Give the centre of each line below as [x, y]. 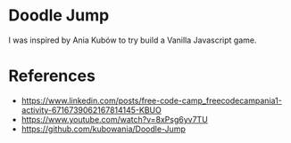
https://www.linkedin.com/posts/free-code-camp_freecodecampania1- [151, 100]
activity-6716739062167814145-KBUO [91, 110]
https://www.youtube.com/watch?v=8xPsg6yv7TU [115, 119]
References [52, 76]
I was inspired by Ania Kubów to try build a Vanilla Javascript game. [133, 40]
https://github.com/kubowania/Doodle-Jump [104, 129]
